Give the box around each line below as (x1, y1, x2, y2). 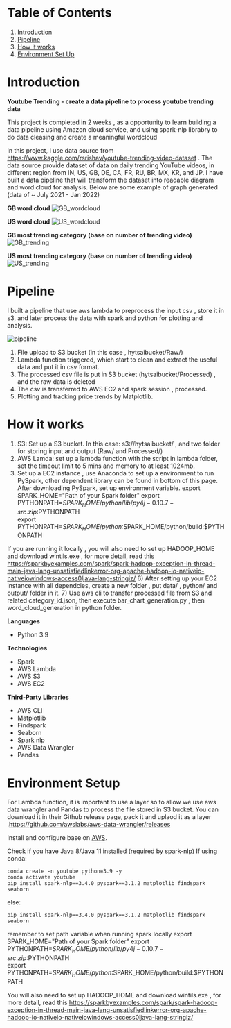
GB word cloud (7, 203, 50, 212)
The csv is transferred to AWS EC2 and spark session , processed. (17, 385, 207, 393)
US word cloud (7, 217, 50, 226)
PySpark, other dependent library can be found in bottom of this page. (17, 476, 218, 484)
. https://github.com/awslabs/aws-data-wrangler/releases (7, 820, 171, 829)
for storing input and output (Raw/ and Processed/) (17, 446, 163, 455)
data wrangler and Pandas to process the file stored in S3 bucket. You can (7, 805, 219, 814)
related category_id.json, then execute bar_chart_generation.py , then (7, 596, 205, 605)
